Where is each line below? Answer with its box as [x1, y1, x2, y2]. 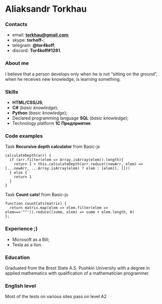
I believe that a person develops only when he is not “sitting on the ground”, [5, 71, 158, 77]
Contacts [5, 21, 28, 28]
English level [5, 282, 36, 289]
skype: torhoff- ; [12, 37, 45, 43]
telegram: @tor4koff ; [12, 43, 56, 48]
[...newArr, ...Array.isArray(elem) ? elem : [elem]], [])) [5, 166, 131, 171]
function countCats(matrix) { [5, 201, 67, 206]
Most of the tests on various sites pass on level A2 [5, 294, 107, 300]
